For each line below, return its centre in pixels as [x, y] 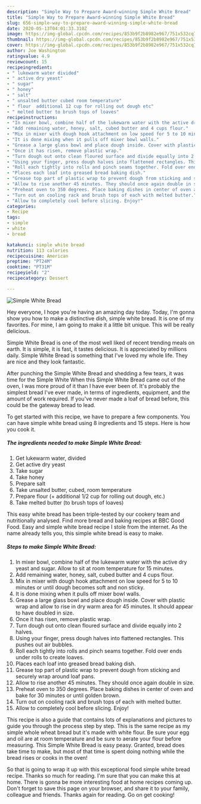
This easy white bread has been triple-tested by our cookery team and [94, 514]
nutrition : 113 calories [38, 250]
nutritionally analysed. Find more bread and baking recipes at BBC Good [95, 520]
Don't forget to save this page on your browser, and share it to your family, [98, 788]
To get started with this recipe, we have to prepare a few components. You [98, 417]
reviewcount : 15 [27, 62]
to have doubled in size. [45, 613]
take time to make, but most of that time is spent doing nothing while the [95, 751]
